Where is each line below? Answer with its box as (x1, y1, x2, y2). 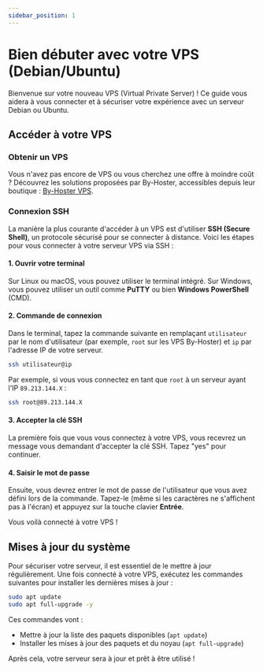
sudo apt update (8, 593, 61, 601)
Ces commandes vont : (8, 614, 83, 624)
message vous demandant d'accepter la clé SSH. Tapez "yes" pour (8, 441, 227, 450)
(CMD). (8, 293, 32, 302)
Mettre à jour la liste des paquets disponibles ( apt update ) (19, 630, 208, 639)
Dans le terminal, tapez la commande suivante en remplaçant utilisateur (8, 328, 247, 337)
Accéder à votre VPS (8, 128, 113, 141)
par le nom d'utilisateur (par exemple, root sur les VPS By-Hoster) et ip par (8, 337, 252, 346)
